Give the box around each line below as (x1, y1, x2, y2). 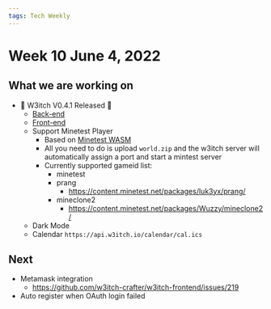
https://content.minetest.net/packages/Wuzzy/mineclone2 (68, 203, 264, 213)
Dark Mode (32, 220, 70, 231)
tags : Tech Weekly (8, 11, 70, 20)
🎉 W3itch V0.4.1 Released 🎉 (19, 100, 112, 110)
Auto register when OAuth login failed (19, 291, 146, 301)
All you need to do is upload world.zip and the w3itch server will (44, 143, 260, 153)
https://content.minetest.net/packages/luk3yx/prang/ (68, 186, 246, 196)
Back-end (32, 108, 66, 118)
